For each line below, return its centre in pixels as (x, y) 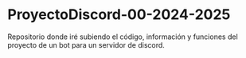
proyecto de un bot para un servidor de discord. (86, 44)
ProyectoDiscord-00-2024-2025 (119, 15)
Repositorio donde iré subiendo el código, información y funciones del (123, 37)
